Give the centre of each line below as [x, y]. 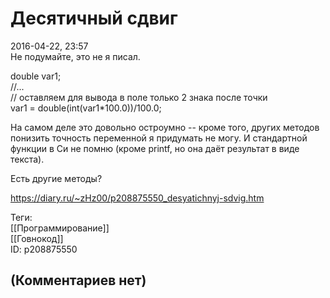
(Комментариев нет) [78, 280]
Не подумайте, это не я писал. [75, 56]
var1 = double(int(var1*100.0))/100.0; [86, 108]
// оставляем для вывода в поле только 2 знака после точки [139, 97]
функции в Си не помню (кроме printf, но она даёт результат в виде [155, 148]
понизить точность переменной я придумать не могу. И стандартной [159, 138]
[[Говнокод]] [37, 238]
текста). [27, 159]
